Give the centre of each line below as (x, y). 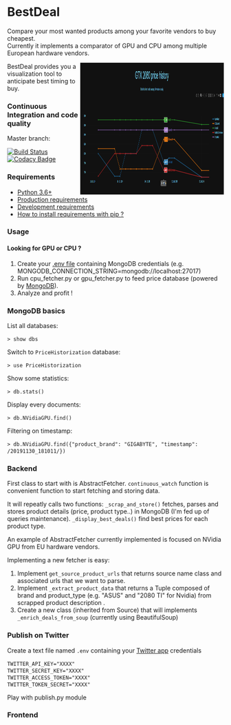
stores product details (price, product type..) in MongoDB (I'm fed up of (108, 511)
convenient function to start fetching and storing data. (84, 491)
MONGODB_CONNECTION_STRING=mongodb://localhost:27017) (109, 271)
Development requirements (56, 207)
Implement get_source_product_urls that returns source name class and (119, 573)
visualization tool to (35, 74)
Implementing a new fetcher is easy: (58, 560)
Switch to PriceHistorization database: (64, 351)
